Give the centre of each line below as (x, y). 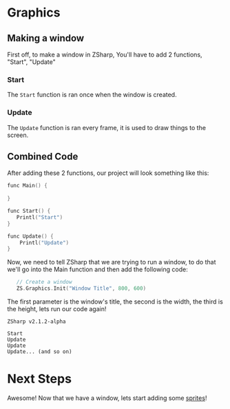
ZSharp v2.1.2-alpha (37, 322)
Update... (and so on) (40, 352)
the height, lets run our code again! (57, 309)
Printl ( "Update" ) (44, 242)
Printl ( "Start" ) (40, 217)
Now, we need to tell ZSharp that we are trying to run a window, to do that (112, 262)
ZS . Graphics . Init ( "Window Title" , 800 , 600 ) (81, 289)
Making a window (46, 38)
